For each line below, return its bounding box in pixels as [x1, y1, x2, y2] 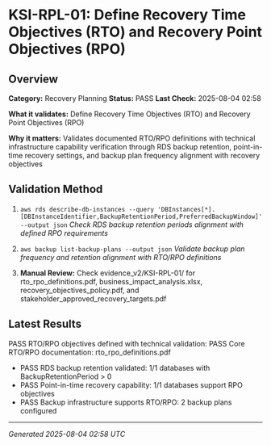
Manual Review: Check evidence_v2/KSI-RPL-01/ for [19, 268, 196, 278]
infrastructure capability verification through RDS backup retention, [8, 142, 232, 151]
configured [19, 405, 57, 415]
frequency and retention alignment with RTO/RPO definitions [19, 252, 222, 262]
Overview [8, 72, 59, 86]
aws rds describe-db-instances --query [19, 205, 155, 213]
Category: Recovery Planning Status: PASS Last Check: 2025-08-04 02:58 [8, 94, 262, 103]
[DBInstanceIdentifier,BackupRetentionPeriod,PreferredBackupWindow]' [19, 212, 263, 220]
